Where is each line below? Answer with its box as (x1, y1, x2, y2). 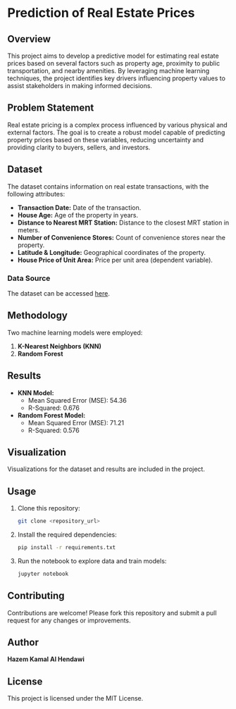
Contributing (7, 590, 65, 602)
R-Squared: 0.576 (27, 426, 80, 434)
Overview (7, 33, 51, 45)
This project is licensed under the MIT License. (7, 694, 144, 703)
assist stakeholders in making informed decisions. (7, 82, 153, 89)
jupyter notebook (17, 570, 69, 577)
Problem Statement (7, 102, 94, 114)
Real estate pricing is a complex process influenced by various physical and (7, 120, 228, 129)
